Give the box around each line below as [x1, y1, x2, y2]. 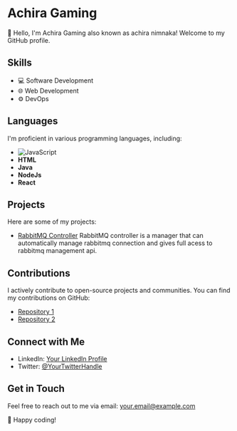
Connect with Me [7, 336, 85, 348]
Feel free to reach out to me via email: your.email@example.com [7, 401, 196, 410]
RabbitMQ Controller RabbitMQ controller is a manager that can [17, 232, 204, 240]
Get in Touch [7, 383, 65, 395]
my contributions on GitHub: [7, 294, 90, 302]
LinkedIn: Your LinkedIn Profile [17, 355, 107, 363]
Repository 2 [17, 315, 56, 323]
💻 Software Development [17, 76, 94, 85]
